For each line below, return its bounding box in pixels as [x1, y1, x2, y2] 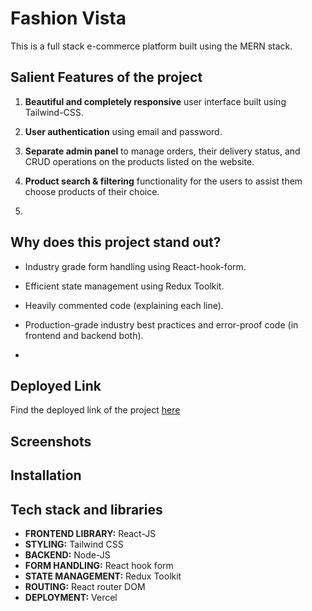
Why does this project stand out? [10, 234, 222, 251]
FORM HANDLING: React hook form [24, 559, 174, 571]
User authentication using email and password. [24, 125, 223, 137]
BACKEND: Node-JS [24, 548, 111, 561]
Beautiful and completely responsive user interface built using [24, 95, 287, 107]
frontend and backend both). [24, 329, 144, 341]
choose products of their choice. [24, 185, 160, 197]
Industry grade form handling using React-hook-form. [24, 260, 247, 272]
